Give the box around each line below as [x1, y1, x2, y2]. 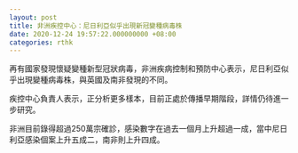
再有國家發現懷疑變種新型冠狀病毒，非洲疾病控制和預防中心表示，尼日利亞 [9, 63, 281, 74]
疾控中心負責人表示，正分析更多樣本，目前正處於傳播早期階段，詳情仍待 [9, 93, 273, 104]
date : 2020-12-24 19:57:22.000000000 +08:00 [9, 29, 176, 38]
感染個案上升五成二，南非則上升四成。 [24, 134, 165, 145]
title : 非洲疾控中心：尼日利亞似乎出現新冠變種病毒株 [9, 21, 183, 30]
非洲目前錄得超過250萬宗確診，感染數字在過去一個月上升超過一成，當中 [9, 124, 272, 134]
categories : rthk [9, 37, 74, 47]
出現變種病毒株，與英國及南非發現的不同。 [16, 75, 173, 85]
